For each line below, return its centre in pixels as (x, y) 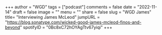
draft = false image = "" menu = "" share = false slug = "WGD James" (82, 12)
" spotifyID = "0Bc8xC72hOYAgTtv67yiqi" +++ (66, 27)
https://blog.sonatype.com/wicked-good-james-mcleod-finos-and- (74, 22)
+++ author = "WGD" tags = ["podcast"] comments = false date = (71, 7)
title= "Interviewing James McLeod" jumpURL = (52, 17)
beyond (13, 27)
